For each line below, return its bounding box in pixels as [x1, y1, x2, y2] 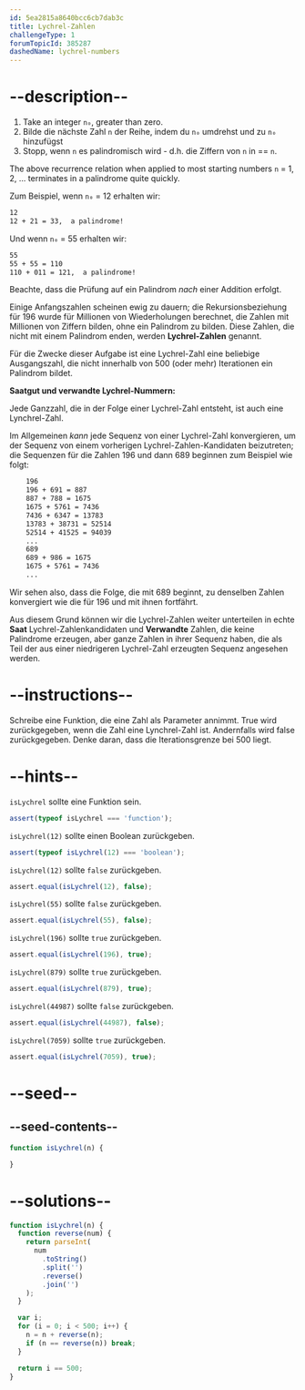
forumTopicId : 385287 [9, 38, 92, 48]
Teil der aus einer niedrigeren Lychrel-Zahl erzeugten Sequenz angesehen [9, 643, 289, 654]
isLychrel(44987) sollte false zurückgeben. [9, 1001, 175, 1012]
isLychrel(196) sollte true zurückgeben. [9, 933, 162, 944]
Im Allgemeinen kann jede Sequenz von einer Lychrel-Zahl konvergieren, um [9, 430, 296, 442]
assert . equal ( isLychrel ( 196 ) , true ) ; [9, 950, 153, 959]
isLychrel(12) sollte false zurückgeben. [9, 864, 162, 875]
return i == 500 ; [17, 1364, 84, 1373]
